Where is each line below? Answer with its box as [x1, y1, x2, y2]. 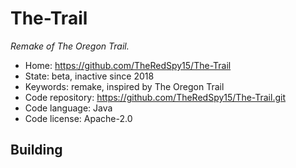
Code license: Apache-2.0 [24, 112, 133, 124]
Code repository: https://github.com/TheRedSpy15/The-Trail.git [24, 91, 286, 103]
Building [10, 142, 63, 159]
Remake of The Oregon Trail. [10, 40, 130, 52]
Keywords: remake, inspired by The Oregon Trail [24, 80, 225, 92]
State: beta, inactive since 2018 [24, 70, 155, 82]
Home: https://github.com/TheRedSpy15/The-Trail [24, 59, 232, 71]
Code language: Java [24, 102, 113, 114]
